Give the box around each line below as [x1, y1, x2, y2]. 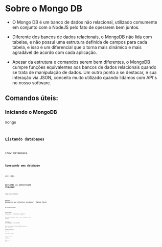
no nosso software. [12, 79, 51, 86]
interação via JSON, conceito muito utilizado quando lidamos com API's [12, 74, 157, 80]
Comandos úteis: [5, 94, 59, 102]
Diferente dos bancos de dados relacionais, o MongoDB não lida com [12, 34, 152, 40]
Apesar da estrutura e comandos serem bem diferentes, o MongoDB [12, 59, 150, 65]
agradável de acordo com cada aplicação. [12, 49, 97, 55]
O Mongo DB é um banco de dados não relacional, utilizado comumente [12, 19, 158, 25]
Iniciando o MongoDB [5, 109, 57, 116]
